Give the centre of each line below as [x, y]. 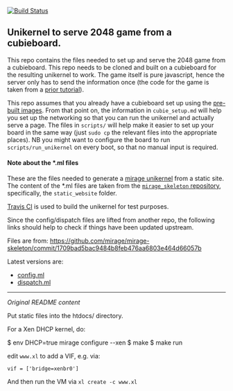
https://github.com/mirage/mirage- [100, 241]
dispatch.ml [34, 283]
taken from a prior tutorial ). [46, 89]
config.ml [31, 275]
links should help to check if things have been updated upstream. [101, 227]
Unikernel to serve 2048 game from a [89, 32]
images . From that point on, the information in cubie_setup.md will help [121, 110]
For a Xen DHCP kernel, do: [46, 329]
